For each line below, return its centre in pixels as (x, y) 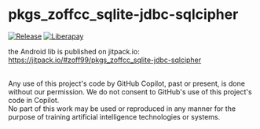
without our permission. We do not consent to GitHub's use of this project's (130, 91)
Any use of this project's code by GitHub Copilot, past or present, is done (127, 83)
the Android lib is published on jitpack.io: (74, 51)
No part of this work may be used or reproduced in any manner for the (122, 109)
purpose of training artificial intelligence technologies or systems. (114, 116)
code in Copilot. (34, 100)
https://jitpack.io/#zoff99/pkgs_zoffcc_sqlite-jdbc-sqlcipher (105, 60)
